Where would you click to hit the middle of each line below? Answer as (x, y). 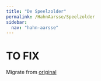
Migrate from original (31, 72)
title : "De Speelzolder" (36, 11)
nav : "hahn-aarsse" (35, 27)
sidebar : (17, 22)
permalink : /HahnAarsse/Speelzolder (50, 17)
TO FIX (23, 56)
